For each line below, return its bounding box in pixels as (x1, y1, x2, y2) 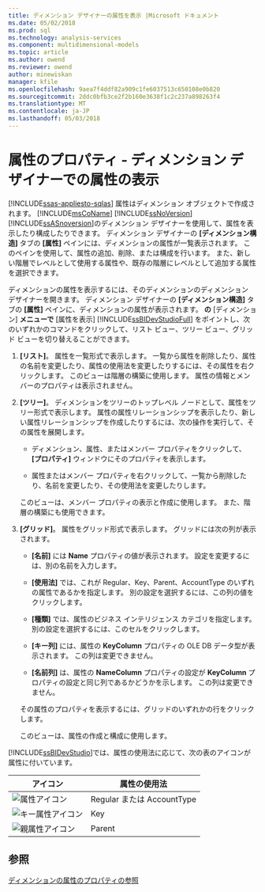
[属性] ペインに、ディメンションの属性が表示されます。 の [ (23, 304, 216, 313)
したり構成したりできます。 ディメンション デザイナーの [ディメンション (14, 228, 250, 237)
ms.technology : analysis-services (8, 33, 122, 42)
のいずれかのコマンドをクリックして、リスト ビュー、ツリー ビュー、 (8, 324, 233, 333)
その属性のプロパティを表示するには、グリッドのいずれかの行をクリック (19, 704, 255, 713)
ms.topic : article (8, 48, 69, 56)
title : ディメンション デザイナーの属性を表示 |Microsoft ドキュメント (8, 11, 219, 20)
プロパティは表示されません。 (40, 381, 137, 390)
